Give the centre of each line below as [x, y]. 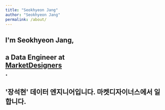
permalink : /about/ [26, 19]
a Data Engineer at [35, 57]
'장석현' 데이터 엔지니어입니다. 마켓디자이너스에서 [79, 92]
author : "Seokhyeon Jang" [33, 15]
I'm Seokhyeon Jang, [40, 40]
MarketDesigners [34, 65]
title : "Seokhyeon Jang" [32, 10]
